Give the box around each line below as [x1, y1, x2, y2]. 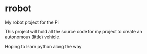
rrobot [5, 3, 31, 14]
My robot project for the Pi [5, 19, 59, 25]
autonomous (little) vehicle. [5, 34, 60, 40]
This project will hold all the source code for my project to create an [5, 28, 143, 34]
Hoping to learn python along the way [5, 43, 82, 49]
